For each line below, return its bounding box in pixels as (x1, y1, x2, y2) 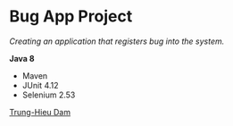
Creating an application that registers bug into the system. (9, 36, 225, 46)
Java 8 (9, 53, 35, 63)
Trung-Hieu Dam (9, 106, 71, 117)
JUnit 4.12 (21, 80, 60, 90)
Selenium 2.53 (21, 89, 76, 100)
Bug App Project (9, 6, 133, 27)
